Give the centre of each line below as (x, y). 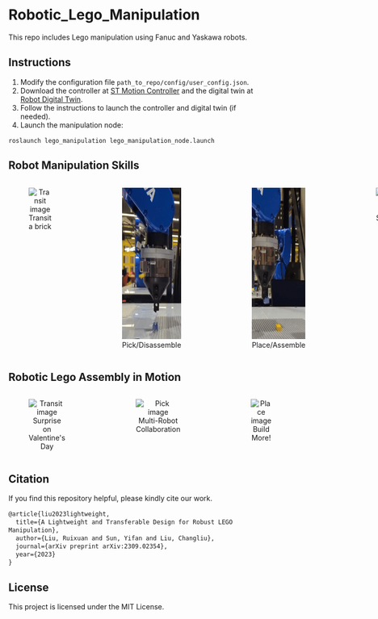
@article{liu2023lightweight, (59, 514)
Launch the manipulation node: (71, 125)
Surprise (47, 420)
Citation (29, 479)
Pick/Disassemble (152, 345)
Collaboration (158, 429)
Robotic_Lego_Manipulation (104, 15)
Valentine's (47, 438)
